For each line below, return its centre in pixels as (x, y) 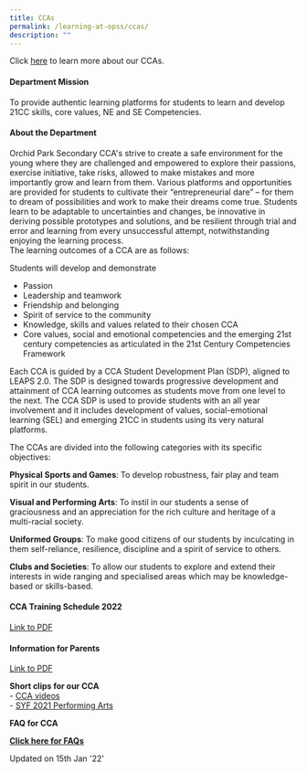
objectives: (30, 457)
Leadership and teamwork (72, 295)
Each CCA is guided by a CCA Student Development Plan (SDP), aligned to (150, 371)
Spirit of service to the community (87, 314)
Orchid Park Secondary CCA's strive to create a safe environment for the (146, 153)
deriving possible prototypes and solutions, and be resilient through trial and (153, 221)
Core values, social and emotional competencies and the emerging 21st (157, 334)
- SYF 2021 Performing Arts (62, 705)
